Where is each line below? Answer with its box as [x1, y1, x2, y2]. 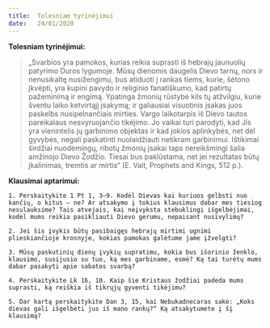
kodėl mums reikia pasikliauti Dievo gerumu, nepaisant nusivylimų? [8, 212, 244, 221]
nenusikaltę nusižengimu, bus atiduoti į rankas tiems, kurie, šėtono [27, 74, 251, 84]
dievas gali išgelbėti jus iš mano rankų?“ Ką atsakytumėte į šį [8, 305, 233, 313]
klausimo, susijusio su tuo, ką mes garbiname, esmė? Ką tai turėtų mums [8, 255, 263, 263]
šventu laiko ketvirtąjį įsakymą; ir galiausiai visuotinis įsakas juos [27, 100, 243, 110]
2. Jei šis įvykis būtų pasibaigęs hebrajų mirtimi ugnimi [8, 227, 212, 235]
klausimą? [8, 312, 42, 320]
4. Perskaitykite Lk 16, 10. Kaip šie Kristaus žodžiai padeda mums [8, 276, 244, 284]
